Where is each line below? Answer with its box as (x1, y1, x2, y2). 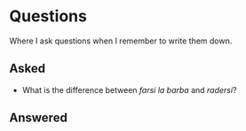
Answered (9, 111, 68, 126)
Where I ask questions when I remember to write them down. (9, 35, 233, 46)
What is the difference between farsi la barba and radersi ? (21, 84, 237, 95)
